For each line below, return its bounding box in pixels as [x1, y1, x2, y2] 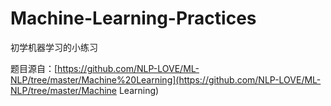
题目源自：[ [10, 62, 58, 74]
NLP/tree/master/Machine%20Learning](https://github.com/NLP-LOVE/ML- [10, 73, 322, 86]
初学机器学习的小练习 [10, 41, 98, 53]
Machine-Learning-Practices [10, 7, 257, 30]
